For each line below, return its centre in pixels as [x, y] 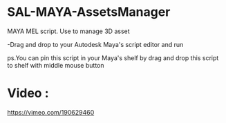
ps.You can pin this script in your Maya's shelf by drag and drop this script [113, 58]
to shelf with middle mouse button [56, 65]
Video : [28, 93]
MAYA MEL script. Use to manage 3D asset [68, 31]
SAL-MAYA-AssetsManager [89, 12]
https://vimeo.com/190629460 [51, 112]
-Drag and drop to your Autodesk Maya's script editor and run [95, 44]
